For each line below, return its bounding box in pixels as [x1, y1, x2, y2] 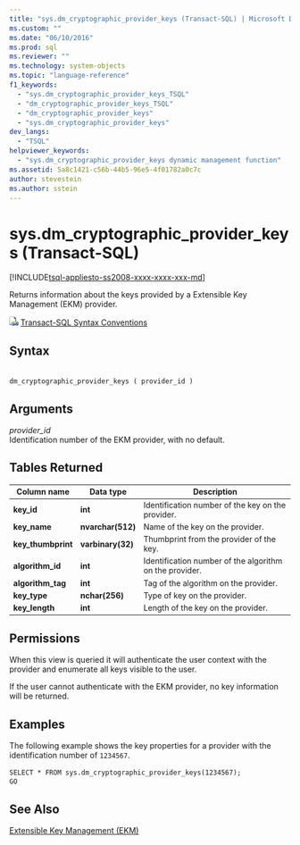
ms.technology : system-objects [9, 62, 126, 71]
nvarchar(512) [79, 521, 137, 531]
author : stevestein [9, 174, 82, 183]
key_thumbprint [12, 539, 73, 549]
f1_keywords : [9, 80, 58, 89]
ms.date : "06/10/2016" [9, 33, 94, 42]
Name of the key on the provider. [143, 521, 264, 531]
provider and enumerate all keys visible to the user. [9, 664, 197, 674]
